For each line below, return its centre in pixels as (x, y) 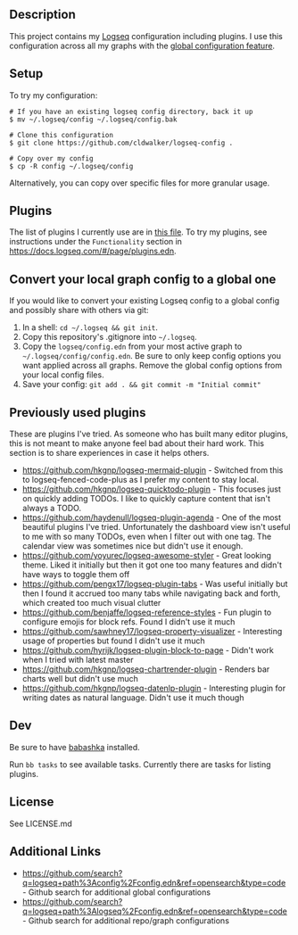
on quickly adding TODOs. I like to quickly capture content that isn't (146, 499)
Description (42, 15)
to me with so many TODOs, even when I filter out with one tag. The (147, 537)
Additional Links (55, 852)
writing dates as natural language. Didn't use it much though (133, 698)
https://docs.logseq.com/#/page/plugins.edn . (93, 251)
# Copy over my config (51, 158)
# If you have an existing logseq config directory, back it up (131, 112)
